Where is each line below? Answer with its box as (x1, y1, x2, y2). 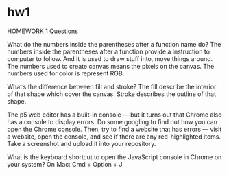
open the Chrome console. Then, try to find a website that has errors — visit (7, 125, 222, 133)
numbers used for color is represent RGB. (7, 69, 125, 78)
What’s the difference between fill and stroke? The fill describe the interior (7, 82, 217, 91)
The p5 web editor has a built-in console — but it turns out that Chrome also (7, 110, 222, 119)
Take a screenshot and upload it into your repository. (7, 139, 156, 148)
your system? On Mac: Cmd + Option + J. (7, 160, 125, 168)
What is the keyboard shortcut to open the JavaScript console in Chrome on (7, 152, 222, 161)
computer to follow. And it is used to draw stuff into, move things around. (7, 54, 213, 62)
